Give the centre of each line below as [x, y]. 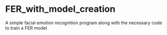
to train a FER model [26, 28]
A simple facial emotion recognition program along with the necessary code [84, 23]
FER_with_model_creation [60, 9]
